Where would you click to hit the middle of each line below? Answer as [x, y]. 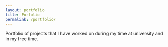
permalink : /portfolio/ [31, 19]
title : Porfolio [23, 15]
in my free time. [22, 39]
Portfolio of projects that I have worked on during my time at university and [84, 34]
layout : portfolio [25, 10]
